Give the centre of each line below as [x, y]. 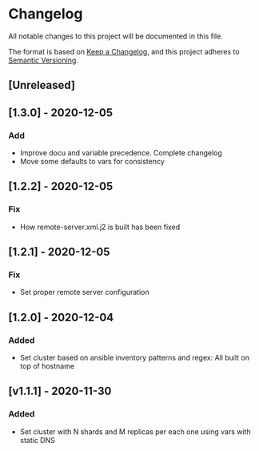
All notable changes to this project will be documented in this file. [116, 36]
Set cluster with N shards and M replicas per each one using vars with [135, 431]
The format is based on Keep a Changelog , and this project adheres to [124, 51]
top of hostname [47, 366]
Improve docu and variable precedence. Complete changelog [121, 153]
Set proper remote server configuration [84, 292]
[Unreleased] [42, 85]
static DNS [38, 440]
